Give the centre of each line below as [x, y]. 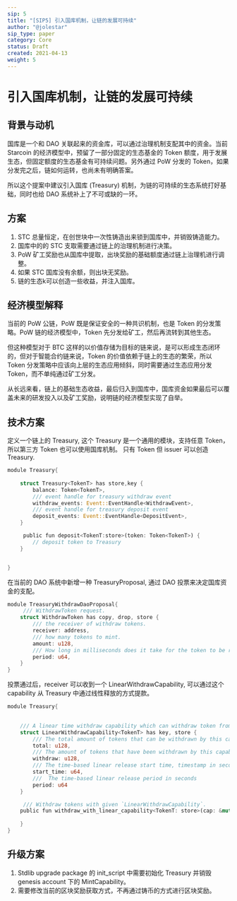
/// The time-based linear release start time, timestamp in [124, 765]
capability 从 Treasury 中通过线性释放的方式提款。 [80, 693]
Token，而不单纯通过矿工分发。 [54, 374]
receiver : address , [61, 631]
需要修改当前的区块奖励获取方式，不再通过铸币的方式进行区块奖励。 [116, 890]
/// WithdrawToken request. [64, 611]
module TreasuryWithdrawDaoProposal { [63, 604]
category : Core [30, 40]
